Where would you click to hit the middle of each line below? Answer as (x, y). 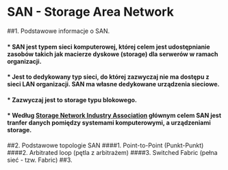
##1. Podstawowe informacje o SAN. (59, 31)
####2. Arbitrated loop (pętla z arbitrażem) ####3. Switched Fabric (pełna (112, 152)
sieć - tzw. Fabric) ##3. (40, 160)
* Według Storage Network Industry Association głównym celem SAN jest (114, 116)
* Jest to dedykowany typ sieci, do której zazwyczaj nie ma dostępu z (108, 77)
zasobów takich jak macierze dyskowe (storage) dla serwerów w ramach (113, 54)
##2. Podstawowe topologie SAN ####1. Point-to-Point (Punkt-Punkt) (105, 145)
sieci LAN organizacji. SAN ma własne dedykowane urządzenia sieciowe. (113, 84)
